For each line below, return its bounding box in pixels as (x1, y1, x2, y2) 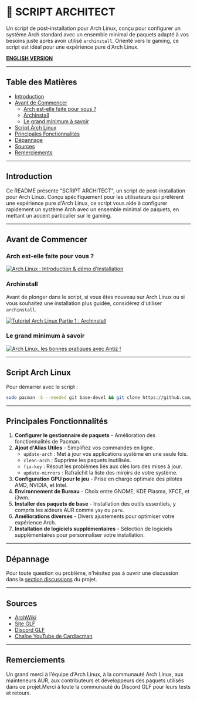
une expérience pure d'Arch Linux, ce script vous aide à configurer (6, 199, 168, 206)
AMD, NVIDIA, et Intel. (14, 482, 68, 489)
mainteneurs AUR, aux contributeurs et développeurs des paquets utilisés (6, 677, 184, 684)
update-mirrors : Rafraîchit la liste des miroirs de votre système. (23, 469, 178, 476)
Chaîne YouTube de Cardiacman (14, 632, 93, 639)
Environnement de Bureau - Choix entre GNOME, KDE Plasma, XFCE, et (14, 488, 189, 495)
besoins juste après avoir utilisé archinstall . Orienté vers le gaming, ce (6, 37, 179, 44)
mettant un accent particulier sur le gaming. (6, 212, 112, 219)
